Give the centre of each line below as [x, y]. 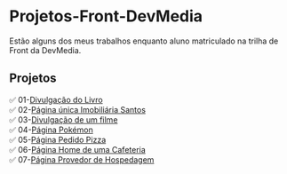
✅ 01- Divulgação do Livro [56, 99]
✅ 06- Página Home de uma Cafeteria [78, 149]
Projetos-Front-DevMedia [106, 16]
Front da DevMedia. [45, 50]
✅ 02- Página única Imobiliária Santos [78, 109]
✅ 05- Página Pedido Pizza [58, 139]
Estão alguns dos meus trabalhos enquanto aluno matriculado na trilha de [144, 41]
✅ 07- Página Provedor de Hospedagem [82, 159]
